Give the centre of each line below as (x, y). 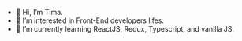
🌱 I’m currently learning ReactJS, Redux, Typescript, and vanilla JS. (125, 29)
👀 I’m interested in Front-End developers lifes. (89, 20)
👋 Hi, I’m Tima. (39, 12)
